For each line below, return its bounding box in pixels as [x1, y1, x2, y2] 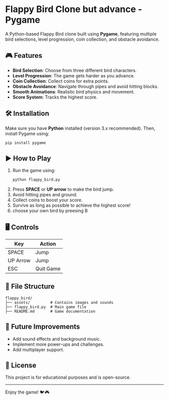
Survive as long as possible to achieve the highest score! [12, 202, 131, 208]
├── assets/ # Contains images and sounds [5, 300, 114, 305]
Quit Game [35, 265, 61, 272]
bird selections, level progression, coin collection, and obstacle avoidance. [5, 36, 160, 42]
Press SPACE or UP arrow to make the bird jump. [12, 186, 114, 192]
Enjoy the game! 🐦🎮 [5, 389, 50, 395]
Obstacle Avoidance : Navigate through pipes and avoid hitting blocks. [12, 83, 159, 89]
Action [40, 240, 56, 247]
